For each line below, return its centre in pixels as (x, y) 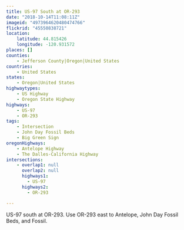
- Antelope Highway (41, 149)
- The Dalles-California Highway (58, 154)
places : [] (19, 50)
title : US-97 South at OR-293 (43, 11)
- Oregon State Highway (46, 99)
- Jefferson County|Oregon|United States (68, 61)
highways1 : (35, 176)
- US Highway (33, 94)
